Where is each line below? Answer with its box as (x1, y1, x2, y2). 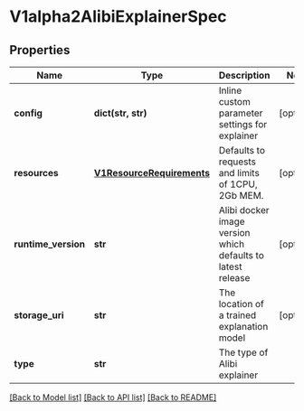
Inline (218, 84, 242, 97)
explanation (218, 321, 269, 332)
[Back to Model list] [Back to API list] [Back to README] (9, 392, 217, 403)
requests (218, 155, 256, 168)
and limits (218, 167, 260, 179)
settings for (218, 118, 268, 130)
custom (218, 96, 251, 107)
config (14, 107, 43, 119)
